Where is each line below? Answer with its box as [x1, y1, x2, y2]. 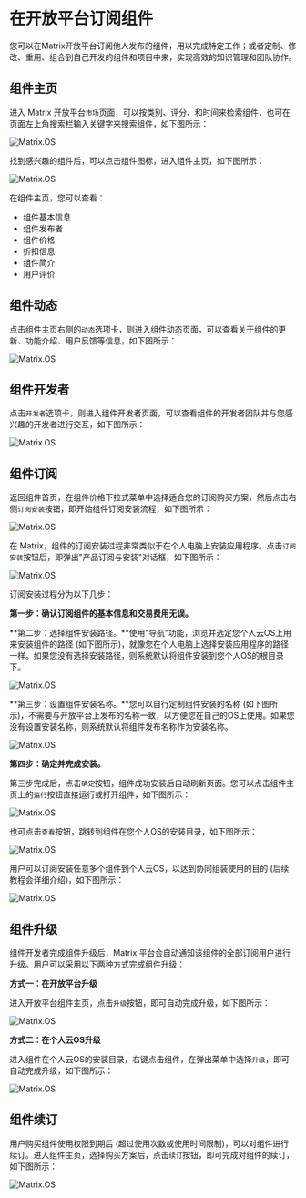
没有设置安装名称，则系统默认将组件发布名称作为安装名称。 [9, 722, 233, 732]
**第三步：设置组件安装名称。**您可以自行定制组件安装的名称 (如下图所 [9, 699, 279, 710]
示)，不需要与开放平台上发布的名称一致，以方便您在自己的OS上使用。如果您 [9, 710, 295, 721]
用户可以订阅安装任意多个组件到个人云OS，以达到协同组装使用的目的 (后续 [9, 863, 290, 875]
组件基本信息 [22, 211, 71, 222]
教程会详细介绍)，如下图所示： [9, 875, 125, 886]
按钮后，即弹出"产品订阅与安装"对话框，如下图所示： [22, 552, 222, 563]
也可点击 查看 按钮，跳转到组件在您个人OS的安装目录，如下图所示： [9, 826, 258, 837]
